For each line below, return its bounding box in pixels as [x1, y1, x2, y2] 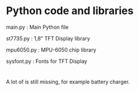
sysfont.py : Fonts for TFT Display [6, 58, 88, 65]
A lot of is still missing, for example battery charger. [6, 78, 130, 86]
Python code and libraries [6, 4, 134, 18]
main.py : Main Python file [6, 23, 69, 31]
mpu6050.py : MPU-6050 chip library [6, 46, 96, 53]
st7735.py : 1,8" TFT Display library [6, 35, 91, 42]
